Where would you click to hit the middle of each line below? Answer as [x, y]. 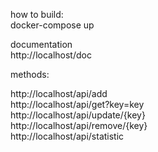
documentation [41, 44]
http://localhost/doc [51, 55]
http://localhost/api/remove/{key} [79, 125]
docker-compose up [52, 25]
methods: [30, 74]
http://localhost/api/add [59, 93]
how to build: [37, 14]
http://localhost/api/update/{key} [78, 115]
